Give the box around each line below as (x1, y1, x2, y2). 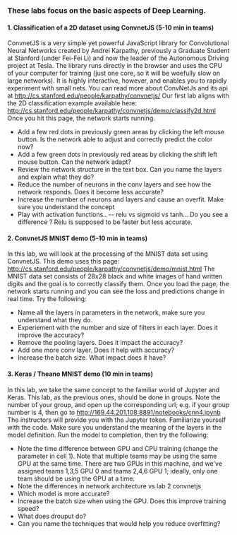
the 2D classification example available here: (7, 99, 138, 107)
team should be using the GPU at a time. (17, 474, 135, 483)
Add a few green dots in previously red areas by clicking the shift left (17, 151, 217, 159)
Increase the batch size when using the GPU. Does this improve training (17, 497, 226, 505)
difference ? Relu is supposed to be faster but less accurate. (17, 218, 193, 226)
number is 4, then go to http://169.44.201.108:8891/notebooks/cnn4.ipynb (7, 408, 221, 416)
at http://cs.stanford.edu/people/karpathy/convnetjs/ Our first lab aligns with (7, 91, 229, 100)
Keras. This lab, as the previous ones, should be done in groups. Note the (7, 393, 221, 401)
